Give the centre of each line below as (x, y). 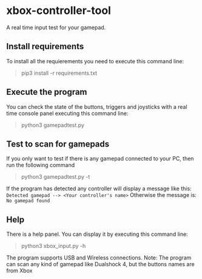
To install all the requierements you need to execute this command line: (95, 61)
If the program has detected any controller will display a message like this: (99, 188)
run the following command (41, 165)
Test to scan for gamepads (58, 144)
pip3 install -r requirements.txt (59, 73)
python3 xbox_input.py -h (53, 246)
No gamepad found (28, 201)
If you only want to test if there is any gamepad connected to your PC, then (100, 159)
